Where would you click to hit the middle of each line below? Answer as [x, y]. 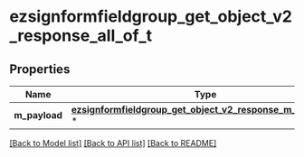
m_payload [38, 115]
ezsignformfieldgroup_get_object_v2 [151, 17]
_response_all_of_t [81, 36]
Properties [40, 69]
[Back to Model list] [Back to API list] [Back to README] [113, 143]
